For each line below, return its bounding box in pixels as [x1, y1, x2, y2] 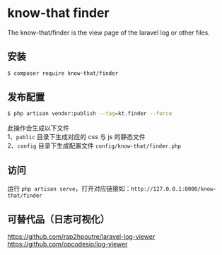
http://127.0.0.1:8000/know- [130, 186, 217, 193]
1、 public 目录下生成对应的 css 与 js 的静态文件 [7, 133, 146, 141]
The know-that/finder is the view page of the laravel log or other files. [7, 28, 210, 37]
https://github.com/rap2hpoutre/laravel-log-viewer [7, 232, 156, 241]
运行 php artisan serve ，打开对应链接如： [7, 184, 132, 193]
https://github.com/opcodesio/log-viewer [7, 239, 128, 248]
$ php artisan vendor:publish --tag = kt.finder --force [7, 110, 173, 117]
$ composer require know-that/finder [7, 69, 119, 77]
